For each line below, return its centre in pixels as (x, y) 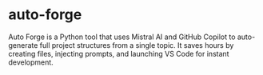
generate (23, 45)
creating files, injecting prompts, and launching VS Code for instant (119, 53)
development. (31, 62)
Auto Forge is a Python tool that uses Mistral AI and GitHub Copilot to (122, 37)
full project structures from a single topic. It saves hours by (137, 45)
